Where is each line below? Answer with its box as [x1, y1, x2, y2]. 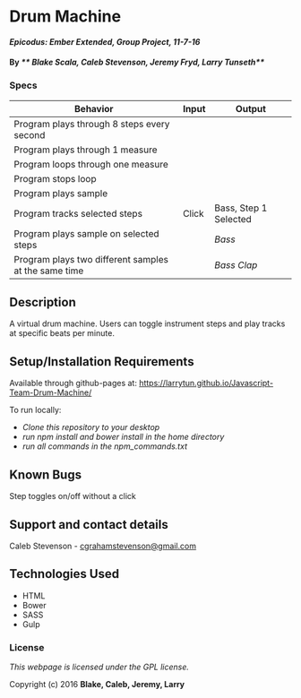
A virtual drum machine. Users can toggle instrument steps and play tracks [9, 318, 286, 329]
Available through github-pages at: [9, 378, 137, 389]
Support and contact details [9, 517, 168, 532]
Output [236, 102, 267, 115]
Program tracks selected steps [13, 207, 143, 220]
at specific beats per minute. [9, 328, 115, 339]
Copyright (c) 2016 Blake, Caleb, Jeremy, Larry [9, 679, 185, 690]
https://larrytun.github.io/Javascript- [138, 378, 274, 389]
